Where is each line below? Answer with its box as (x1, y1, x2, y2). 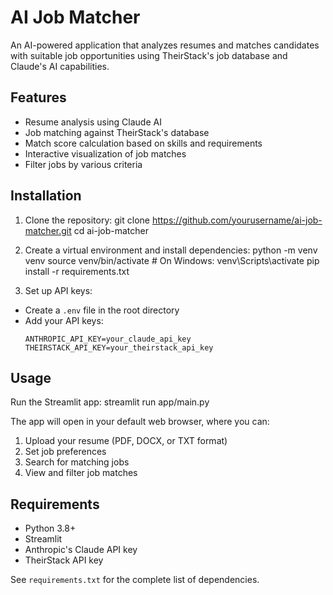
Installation (10, 187, 82, 205)
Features (10, 89, 67, 106)
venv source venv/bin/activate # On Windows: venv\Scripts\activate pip (24, 254, 320, 266)
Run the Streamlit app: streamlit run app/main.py (10, 396, 210, 408)
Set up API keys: (24, 284, 93, 296)
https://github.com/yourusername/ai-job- (151, 214, 323, 226)
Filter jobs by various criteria (24, 158, 143, 170)
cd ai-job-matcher (73, 224, 150, 236)
